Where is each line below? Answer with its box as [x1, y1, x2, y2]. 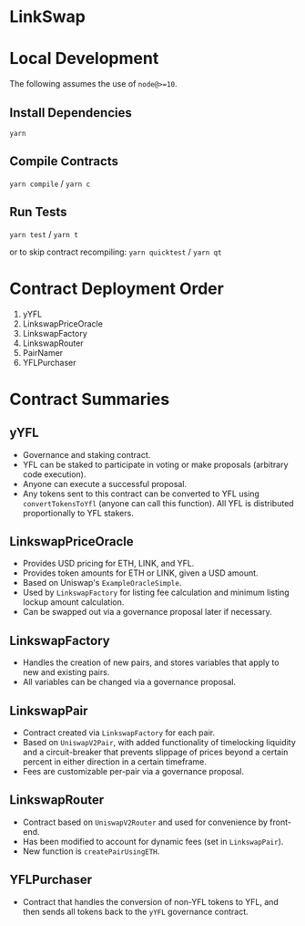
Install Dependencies [9, 105, 132, 120]
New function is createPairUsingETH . [22, 846, 160, 857]
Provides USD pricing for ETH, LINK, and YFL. [22, 558, 195, 569]
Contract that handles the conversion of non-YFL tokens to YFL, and [22, 896, 280, 907]
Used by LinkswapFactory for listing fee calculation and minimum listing [22, 587, 290, 598]
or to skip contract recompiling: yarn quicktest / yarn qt [9, 246, 222, 257]
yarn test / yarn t [9, 228, 79, 239]
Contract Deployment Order [9, 278, 225, 298]
